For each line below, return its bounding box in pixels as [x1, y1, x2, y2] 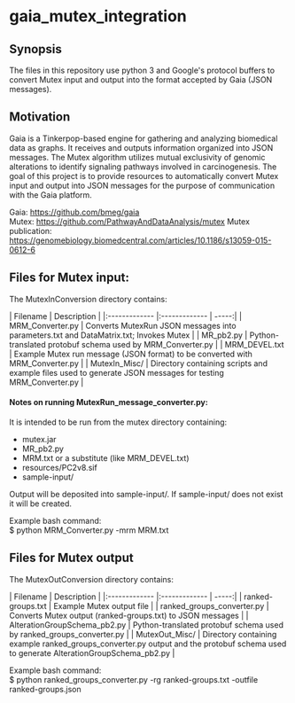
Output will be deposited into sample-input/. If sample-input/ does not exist [9, 488, 283, 499]
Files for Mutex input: [9, 270, 130, 285]
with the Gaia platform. [9, 189, 93, 200]
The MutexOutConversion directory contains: [9, 574, 175, 584]
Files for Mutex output [9, 551, 135, 566]
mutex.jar [21, 434, 57, 444]
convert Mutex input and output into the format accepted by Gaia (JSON [9, 74, 273, 85]
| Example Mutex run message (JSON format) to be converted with [9, 348, 252, 359]
